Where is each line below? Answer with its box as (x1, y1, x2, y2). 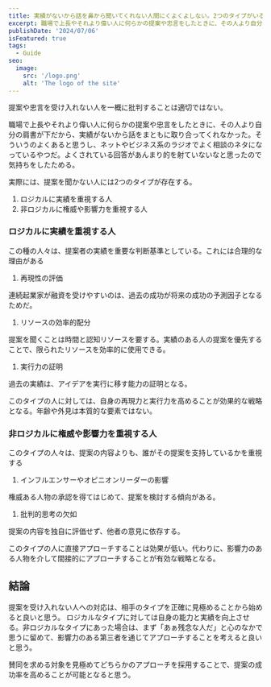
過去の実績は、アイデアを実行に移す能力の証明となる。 (8, 379, 192, 388)
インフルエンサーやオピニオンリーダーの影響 (19, 475, 169, 485)
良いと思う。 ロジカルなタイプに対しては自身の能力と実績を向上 (22, 612, 236, 622)
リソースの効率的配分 (19, 317, 91, 327)
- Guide (15, 49, 42, 57)
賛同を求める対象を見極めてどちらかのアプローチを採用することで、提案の (8, 660, 256, 669)
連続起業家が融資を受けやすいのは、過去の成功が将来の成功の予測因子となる (8, 290, 263, 300)
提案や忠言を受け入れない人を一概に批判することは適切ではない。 (8, 102, 227, 112)
